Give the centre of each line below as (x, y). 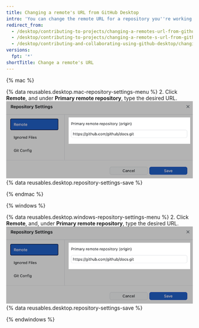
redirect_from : (25, 25)
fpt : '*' (22, 56)
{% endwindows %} (31, 320)
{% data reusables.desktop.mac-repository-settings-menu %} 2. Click (92, 91)
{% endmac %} (25, 194)
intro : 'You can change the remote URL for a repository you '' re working (99, 19)
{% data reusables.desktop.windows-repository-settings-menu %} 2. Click (97, 217)
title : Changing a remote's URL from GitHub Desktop (73, 12)
